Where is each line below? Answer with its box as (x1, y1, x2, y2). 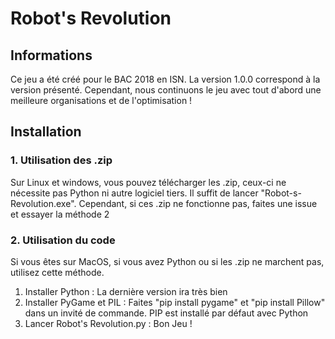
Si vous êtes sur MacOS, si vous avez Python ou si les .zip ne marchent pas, (10, 255, 325, 267)
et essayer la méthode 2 (10, 208, 110, 220)
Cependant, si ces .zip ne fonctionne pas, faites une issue (78, 197, 318, 209)
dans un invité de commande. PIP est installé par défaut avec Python (24, 307, 309, 319)
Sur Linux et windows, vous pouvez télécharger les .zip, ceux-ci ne (10, 176, 287, 188)
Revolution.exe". (10, 197, 77, 209)
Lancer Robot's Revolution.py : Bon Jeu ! (24, 317, 193, 329)
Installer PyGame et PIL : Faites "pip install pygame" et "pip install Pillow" (24, 296, 326, 308)
